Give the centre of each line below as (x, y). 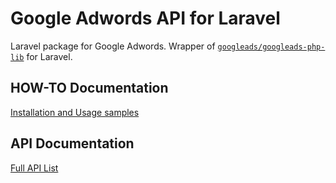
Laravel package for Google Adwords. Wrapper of (113, 46)
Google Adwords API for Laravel (145, 18)
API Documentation (72, 143)
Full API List (34, 168)
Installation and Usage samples (75, 112)
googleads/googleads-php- (271, 47)
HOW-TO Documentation (89, 88)
